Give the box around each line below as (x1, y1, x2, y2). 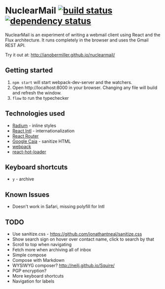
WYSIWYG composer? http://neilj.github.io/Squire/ (12, 262, 115, 268)
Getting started (5, 66, 53, 75)
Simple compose (12, 252, 47, 258)
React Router (12, 133, 39, 139)
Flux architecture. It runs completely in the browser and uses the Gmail (5, 37, 149, 43)
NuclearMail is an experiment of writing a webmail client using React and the (5, 32, 161, 38)
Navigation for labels (12, 278, 55, 284)
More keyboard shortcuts (12, 273, 64, 279)
